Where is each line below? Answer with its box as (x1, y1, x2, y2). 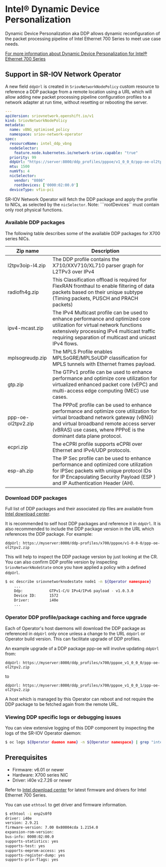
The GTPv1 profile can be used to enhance (52, 369, 152, 375)
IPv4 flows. (52, 340, 79, 347)
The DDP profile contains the (52, 255, 120, 262)
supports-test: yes (5, 843, 45, 849)
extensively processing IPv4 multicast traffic (52, 327, 156, 334)
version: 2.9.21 (5, 820, 39, 825)
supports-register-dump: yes (5, 853, 65, 858)
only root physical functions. (5, 207, 63, 213)
